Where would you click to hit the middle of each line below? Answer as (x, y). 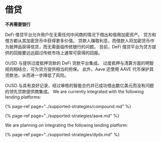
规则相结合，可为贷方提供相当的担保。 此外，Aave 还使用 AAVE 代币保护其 (79, 69)
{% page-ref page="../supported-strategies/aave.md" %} (62, 116)
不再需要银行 (18, 24)
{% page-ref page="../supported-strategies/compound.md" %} (68, 106)
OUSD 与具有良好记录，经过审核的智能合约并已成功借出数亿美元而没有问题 (80, 85)
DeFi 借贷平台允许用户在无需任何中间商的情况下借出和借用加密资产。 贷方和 (80, 34)
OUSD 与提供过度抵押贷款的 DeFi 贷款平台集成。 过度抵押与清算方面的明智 (79, 63)
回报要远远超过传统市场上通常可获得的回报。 (58, 53)
